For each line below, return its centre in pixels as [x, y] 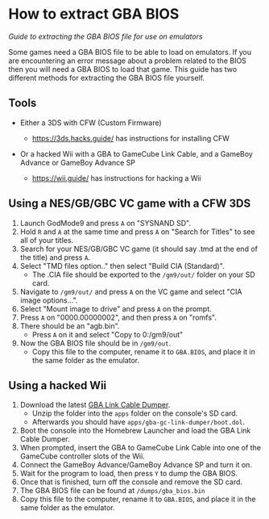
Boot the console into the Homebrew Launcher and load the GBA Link [135, 431]
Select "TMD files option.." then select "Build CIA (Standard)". [122, 266]
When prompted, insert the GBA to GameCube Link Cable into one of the [141, 448]
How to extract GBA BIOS [94, 14]
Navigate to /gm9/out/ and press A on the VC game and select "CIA [131, 291]
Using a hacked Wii [58, 385]
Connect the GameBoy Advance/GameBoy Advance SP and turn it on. [136, 465]
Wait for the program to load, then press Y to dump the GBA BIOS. [129, 474]
